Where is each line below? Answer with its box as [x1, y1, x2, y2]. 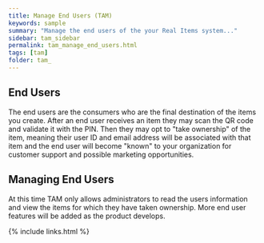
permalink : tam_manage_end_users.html [8, 42, 138, 50]
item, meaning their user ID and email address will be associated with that [8, 133, 251, 142]
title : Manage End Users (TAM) [8, 11, 113, 20]
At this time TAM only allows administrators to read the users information [8, 193, 248, 204]
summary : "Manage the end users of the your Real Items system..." [8, 26, 238, 34]
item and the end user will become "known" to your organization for [8, 141, 232, 150]
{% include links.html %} [8, 226, 90, 236]
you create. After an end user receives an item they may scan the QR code [8, 115, 254, 125]
